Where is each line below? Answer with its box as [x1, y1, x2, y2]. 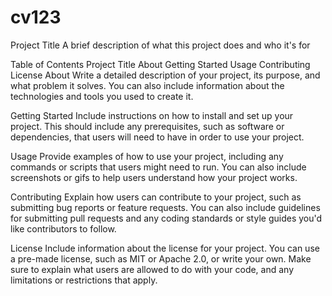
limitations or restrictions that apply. [10, 274, 158, 286]
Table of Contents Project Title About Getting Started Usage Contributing [10, 58, 311, 70]
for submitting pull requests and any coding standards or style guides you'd [10, 212, 323, 224]
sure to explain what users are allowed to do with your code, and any [10, 263, 295, 275]
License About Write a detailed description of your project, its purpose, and [10, 69, 321, 81]
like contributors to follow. [10, 222, 117, 235]
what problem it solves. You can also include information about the [10, 79, 285, 91]
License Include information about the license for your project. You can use [10, 242, 320, 254]
